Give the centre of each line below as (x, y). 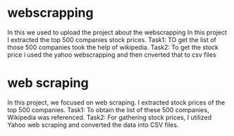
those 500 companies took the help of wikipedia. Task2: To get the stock (113, 47)
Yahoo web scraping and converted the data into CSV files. (93, 125)
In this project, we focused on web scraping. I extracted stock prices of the (116, 102)
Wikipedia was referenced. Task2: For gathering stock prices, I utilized (110, 117)
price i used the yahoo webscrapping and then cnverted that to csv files (112, 55)
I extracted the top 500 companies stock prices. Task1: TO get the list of (112, 39)
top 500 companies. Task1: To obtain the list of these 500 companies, (108, 109)
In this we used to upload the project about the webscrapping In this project (117, 32)
